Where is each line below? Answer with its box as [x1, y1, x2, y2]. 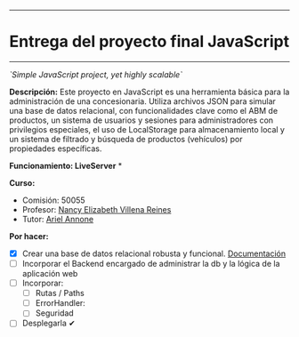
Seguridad [35, 308, 74, 318]
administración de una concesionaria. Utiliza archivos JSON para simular [9, 95, 276, 107]
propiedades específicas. [9, 143, 102, 154]
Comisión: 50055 [21, 195, 86, 205]
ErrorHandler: [35, 298, 86, 309]
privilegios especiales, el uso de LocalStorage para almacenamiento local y [9, 124, 285, 134]
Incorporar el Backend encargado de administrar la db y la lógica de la [21, 259, 280, 269]
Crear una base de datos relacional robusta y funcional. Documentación [21, 248, 287, 259]
